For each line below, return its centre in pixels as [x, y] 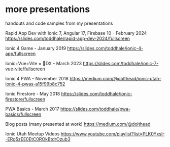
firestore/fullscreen [25, 99]
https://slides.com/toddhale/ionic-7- [121, 63]
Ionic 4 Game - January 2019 [36, 48]
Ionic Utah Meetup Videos [32, 134]
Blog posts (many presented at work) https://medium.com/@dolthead [78, 124]
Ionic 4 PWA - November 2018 [37, 78]
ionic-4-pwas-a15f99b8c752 [35, 84]
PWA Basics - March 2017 [32, 109]
